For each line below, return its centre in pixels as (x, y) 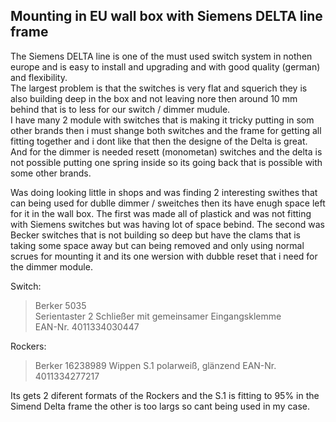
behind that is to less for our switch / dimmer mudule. (120, 109)
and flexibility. (39, 77)
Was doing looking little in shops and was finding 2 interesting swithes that (164, 192)
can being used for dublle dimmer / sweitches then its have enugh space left (168, 203)
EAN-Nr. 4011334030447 (87, 326)
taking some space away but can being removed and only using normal (157, 245)
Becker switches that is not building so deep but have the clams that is (155, 235)
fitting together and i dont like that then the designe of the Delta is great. (159, 141)
